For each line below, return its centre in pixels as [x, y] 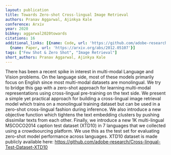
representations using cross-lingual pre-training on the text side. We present [85, 93]
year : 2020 [17, 29]
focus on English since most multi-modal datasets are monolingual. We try [83, 82]
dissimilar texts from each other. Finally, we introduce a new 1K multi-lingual [85, 120]
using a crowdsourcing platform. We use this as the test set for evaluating [82, 131]
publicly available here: [30, 142]
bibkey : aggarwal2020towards [36, 34]
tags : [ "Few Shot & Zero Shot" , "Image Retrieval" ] [61, 52]
